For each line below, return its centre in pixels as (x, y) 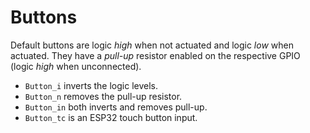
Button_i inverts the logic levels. (91, 85)
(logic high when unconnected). (76, 66)
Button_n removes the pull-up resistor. (103, 96)
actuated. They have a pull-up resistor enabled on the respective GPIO (155, 55)
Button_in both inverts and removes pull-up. (116, 107)
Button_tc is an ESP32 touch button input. (111, 117)
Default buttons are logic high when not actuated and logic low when (152, 45)
